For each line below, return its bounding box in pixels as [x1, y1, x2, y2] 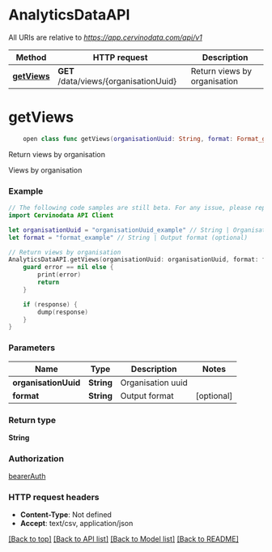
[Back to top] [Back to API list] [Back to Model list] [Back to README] [8, 534, 239, 544]
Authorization [8, 452, 65, 464]
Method [15, 51, 47, 62]
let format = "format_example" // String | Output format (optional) [8, 233, 249, 242]
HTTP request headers [8, 492, 100, 503]
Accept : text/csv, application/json [19, 519, 134, 528]
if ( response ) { [23, 300, 79, 309]
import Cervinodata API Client [8, 211, 114, 220]
